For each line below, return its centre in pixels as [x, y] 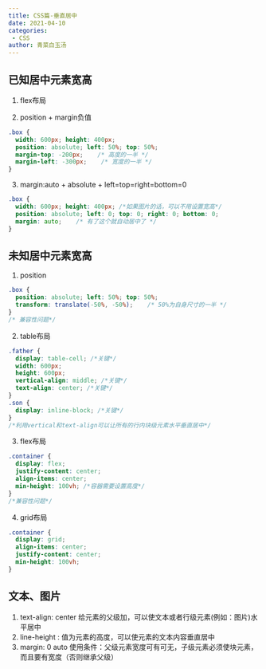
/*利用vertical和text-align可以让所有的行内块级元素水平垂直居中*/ [110, 425]
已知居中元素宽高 [50, 79]
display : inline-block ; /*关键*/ [70, 410]
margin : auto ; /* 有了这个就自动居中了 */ [86, 221]
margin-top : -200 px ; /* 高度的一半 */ [82, 155]
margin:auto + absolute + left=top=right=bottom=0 [103, 185]
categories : [28, 30]
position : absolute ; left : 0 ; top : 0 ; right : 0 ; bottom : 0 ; [117, 214]
